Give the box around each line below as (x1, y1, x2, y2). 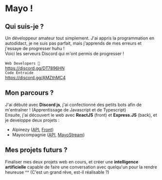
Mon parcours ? (5, 89, 54, 97)
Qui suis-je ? (5, 22, 44, 31)
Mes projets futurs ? (5, 146, 68, 154)
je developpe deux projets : (5, 117, 60, 123)
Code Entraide (5, 71, 34, 75)
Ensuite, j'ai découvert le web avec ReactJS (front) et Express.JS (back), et (5, 112, 157, 118)
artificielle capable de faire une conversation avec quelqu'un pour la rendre (5, 164, 157, 170)
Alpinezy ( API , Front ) (12, 126, 54, 132)
